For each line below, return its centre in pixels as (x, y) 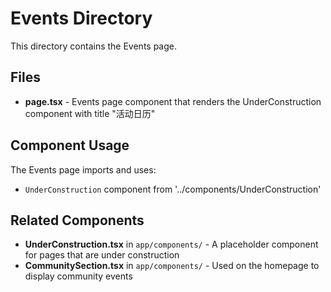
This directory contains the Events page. (94, 46)
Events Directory (81, 18)
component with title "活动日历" (90, 113)
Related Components (77, 220)
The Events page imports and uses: (83, 169)
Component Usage (70, 145)
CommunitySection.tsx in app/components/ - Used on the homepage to (172, 266)
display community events (78, 276)
